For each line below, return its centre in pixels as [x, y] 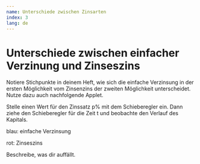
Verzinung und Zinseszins [73, 65]
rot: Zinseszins [25, 143]
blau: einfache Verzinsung [39, 131]
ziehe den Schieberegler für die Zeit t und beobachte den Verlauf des [92, 113]
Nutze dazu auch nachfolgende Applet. [55, 95]
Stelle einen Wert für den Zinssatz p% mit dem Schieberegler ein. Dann [95, 107]
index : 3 [17, 17]
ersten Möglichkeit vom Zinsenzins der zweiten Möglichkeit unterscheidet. [98, 89]
